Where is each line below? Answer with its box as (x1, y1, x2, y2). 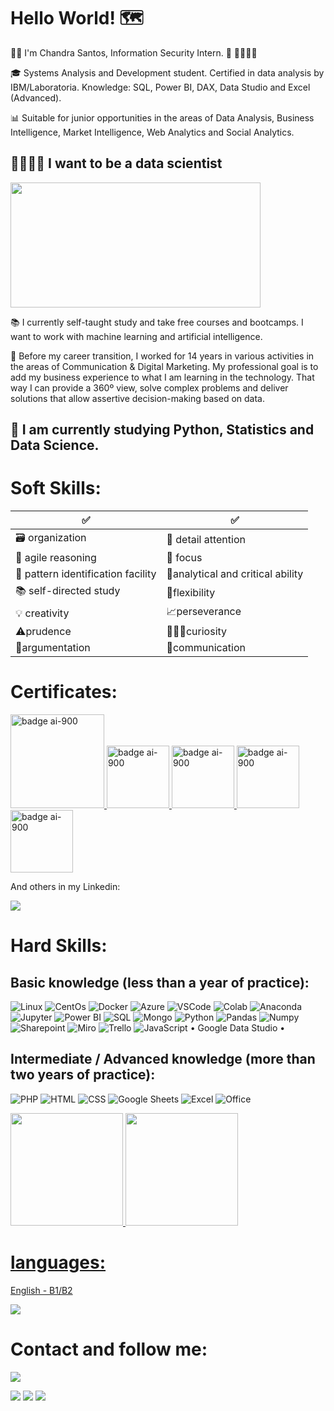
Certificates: (10, 681, 118, 704)
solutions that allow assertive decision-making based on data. (10, 392, 266, 404)
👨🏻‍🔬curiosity (166, 625, 228, 639)
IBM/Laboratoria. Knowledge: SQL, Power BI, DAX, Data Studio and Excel (10, 81, 311, 93)
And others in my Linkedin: (10, 881, 121, 893)
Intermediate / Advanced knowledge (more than (10, 1051, 316, 1068)
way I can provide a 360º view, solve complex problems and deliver (10, 381, 289, 394)
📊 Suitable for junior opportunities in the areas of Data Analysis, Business (10, 111, 315, 124)
